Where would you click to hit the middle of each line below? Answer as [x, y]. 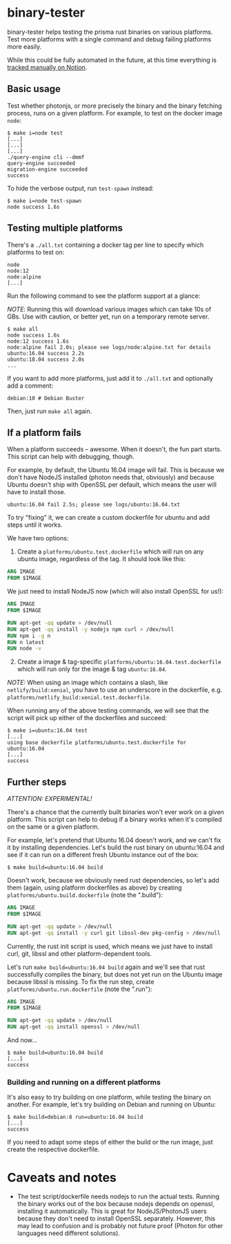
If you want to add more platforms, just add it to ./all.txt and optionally [110, 378]
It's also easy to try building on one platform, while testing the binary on [109, 1097]
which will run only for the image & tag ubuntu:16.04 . [92, 669]
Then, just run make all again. [50, 411]
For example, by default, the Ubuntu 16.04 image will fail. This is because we [116, 470]
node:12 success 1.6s [38, 341]
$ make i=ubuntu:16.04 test [48, 731]
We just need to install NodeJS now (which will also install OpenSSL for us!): [115, 592]
